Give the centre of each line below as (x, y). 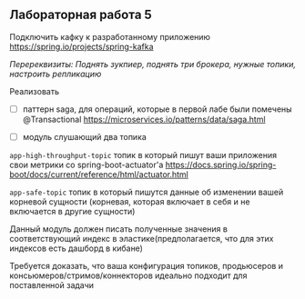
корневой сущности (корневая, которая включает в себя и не (130, 201)
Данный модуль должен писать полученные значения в (118, 229)
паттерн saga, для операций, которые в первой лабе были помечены (158, 109)
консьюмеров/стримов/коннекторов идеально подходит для (128, 275)
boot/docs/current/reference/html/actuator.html (99, 174)
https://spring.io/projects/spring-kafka (81, 46)
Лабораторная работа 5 (81, 15)
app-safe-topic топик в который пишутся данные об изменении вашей (147, 192)
